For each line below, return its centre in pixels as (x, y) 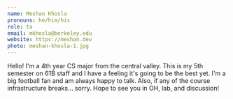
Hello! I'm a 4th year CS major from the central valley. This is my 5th (105, 66)
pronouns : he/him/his (39, 20)
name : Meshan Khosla (37, 14)
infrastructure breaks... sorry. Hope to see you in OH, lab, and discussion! (113, 88)
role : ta (20, 26)
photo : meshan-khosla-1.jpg (48, 46)
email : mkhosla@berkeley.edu (50, 33)
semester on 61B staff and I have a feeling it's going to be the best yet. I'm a (116, 73)
